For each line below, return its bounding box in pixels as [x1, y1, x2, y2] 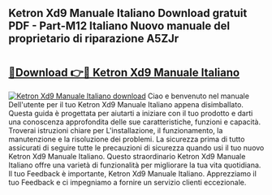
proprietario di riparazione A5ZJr [8, 32, 179, 45]
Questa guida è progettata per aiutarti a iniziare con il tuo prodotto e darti [8, 109, 253, 118]
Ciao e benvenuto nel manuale [147, 91, 250, 101]
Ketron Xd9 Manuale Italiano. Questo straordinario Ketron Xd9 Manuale [8, 152, 246, 161]
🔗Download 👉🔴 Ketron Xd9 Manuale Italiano [8, 65, 240, 80]
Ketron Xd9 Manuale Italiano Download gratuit [8, 6, 248, 20]
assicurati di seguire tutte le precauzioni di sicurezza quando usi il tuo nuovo [8, 143, 265, 153]
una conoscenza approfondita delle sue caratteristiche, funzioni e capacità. [8, 117, 261, 127]
